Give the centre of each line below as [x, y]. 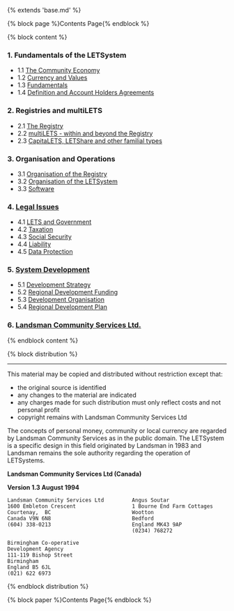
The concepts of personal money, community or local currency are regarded [117, 430]
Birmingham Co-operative [43, 543]
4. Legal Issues [33, 206]
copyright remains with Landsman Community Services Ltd [102, 417]
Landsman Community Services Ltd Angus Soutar [88, 500]
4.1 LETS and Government [54, 222]
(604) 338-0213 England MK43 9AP [95, 525]
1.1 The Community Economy [58, 70]
